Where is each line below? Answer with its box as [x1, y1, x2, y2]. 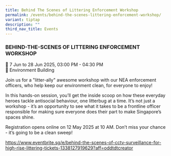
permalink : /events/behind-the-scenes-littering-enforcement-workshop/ [5, 12, 161, 17]
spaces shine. [5, 114, 35, 121]
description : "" [5, 22, 40, 27]
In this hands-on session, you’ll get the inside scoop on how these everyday [5, 92, 165, 99]
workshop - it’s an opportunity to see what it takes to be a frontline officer [5, 103, 161, 109]
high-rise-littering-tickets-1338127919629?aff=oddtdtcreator [5, 145, 134, 151]
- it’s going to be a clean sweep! [5, 129, 73, 136]
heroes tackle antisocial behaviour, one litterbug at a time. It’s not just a [5, 98, 155, 104]
